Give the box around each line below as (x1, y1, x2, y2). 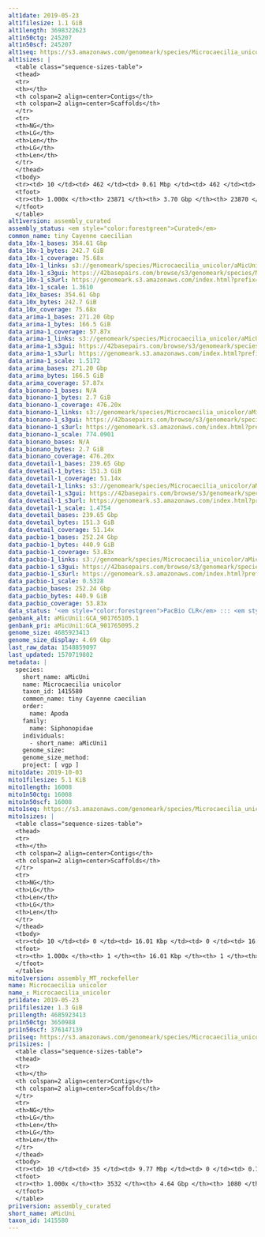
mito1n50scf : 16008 (8, 798, 73, 806)
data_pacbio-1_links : (8, 555, 80, 564)
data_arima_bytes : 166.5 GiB (8, 371, 104, 379)
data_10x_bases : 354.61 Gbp (8, 291, 101, 299)
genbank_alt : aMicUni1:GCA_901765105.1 (8, 614, 140, 622)
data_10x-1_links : (8, 262, 69, 270)
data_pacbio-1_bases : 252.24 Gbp (8, 534, 118, 541)
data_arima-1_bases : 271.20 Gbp (8, 313, 114, 321)
